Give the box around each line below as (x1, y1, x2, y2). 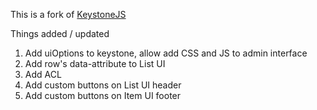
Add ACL (24, 69, 62, 80)
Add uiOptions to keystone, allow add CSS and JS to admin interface (24, 47, 308, 59)
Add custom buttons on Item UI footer (24, 90, 182, 101)
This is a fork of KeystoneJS (10, 9, 127, 20)
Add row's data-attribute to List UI (24, 58, 166, 69)
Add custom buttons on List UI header (24, 79, 182, 91)
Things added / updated (10, 28, 110, 39)
